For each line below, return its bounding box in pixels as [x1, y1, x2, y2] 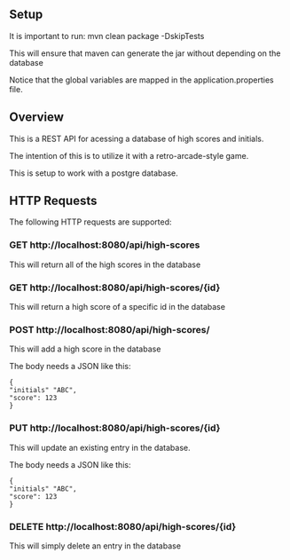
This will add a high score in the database [9, 343, 161, 354]
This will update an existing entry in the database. [9, 442, 191, 453]
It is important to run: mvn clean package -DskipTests [9, 30, 205, 41]
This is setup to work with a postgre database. [9, 168, 179, 178]
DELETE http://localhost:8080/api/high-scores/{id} [9, 520, 237, 532]
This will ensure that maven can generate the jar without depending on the [9, 48, 281, 59]
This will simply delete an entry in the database [9, 540, 182, 551]
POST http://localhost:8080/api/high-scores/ [9, 323, 210, 335]
